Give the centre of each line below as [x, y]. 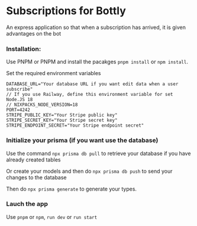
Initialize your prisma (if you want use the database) [82, 140]
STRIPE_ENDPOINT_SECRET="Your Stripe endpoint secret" [75, 125]
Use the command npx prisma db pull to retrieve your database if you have [98, 153]
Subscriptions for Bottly [66, 11]
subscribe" [20, 89]
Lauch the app [27, 204]
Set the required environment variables [54, 73]
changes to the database [36, 177]
